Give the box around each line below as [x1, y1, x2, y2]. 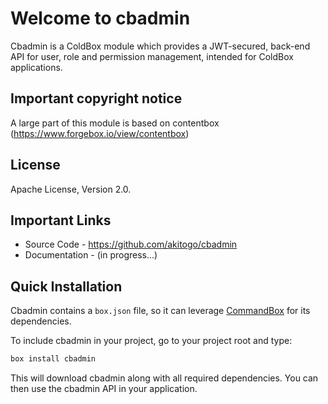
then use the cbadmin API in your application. [10, 383, 198, 395]
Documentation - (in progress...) [24, 249, 158, 261]
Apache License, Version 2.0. [10, 183, 132, 195]
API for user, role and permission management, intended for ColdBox [10, 50, 294, 62]
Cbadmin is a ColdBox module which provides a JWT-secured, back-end [10, 40, 311, 52]
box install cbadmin [10, 354, 97, 364]
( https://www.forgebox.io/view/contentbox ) [10, 127, 190, 139]
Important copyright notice [10, 90, 183, 107]
